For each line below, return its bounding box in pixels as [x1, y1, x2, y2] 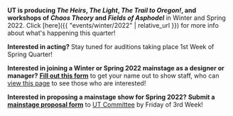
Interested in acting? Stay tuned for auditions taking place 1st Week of [7, 43, 215, 51]
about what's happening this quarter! [7, 28, 116, 37]
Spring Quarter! [7, 50, 53, 58]
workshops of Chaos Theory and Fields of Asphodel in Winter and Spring [7, 14, 226, 22]
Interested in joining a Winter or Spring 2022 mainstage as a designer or [7, 64, 225, 72]
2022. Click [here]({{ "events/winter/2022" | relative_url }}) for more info [7, 21, 219, 29]
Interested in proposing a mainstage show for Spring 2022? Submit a [7, 93, 215, 101]
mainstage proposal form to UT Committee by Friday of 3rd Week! [7, 100, 204, 109]
